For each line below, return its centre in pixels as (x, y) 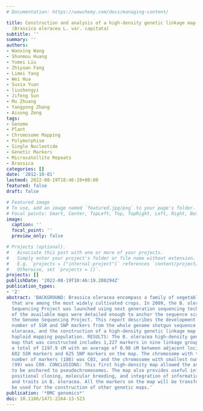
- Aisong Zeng (24, 112)
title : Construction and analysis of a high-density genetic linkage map (101, 23)
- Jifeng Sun (23, 96)
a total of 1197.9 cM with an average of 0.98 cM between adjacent (98, 348)
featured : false (27, 186)
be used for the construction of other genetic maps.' (82, 387)
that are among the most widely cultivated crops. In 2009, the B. (98, 303)
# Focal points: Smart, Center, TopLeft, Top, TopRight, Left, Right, (97, 213)
